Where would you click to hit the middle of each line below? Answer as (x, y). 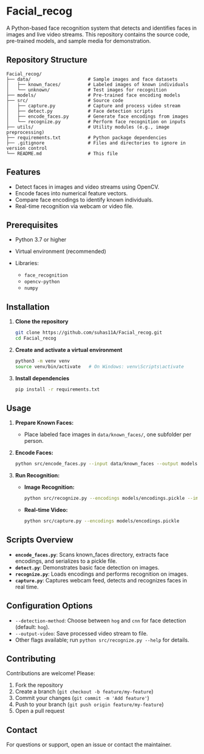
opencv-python (42, 282)
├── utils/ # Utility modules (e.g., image (88, 127)
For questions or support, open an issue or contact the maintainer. (89, 745)
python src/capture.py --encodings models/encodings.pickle (102, 521)
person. (34, 441)
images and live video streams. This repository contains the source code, (98, 34)
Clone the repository (42, 321)
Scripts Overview (40, 540)
